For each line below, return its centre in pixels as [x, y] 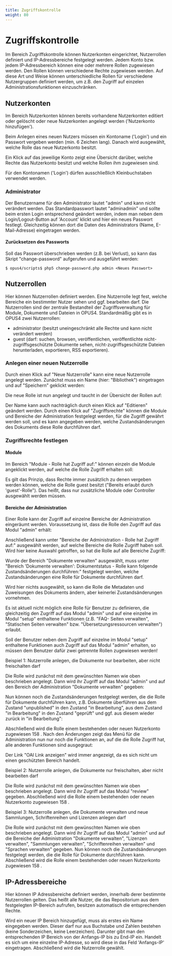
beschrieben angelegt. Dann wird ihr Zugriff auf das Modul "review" [77, 791]
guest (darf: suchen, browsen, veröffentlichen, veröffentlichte [78, 339]
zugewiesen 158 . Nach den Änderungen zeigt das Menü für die [73, 734]
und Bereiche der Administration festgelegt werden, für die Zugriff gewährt [85, 416]
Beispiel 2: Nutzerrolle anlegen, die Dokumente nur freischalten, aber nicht [84, 771]
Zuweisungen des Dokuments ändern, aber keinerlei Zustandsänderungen [84, 593]
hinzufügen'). [20, 127]
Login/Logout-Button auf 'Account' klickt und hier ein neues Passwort [79, 219]
